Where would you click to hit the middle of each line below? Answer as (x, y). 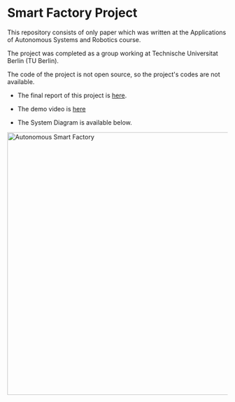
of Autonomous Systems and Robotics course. (74, 39)
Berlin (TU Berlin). (33, 60)
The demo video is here (51, 109)
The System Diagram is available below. (74, 122)
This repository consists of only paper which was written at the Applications (117, 32)
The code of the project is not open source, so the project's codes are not (114, 74)
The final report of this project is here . (72, 95)
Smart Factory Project (72, 13)
